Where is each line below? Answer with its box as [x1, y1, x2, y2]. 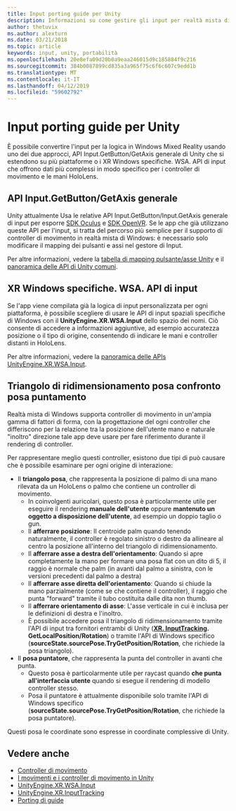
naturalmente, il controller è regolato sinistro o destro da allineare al [27, 534, 223, 542]
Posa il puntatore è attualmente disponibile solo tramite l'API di [27, 691, 209, 700]
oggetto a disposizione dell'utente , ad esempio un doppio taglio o [27, 511, 221, 521]
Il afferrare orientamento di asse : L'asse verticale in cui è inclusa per [27, 601, 229, 610]
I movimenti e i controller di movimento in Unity [17, 774, 155, 782]
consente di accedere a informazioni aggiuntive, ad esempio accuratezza [7, 324, 220, 332]
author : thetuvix [7, 23, 58, 30]
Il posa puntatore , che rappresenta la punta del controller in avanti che [17, 653, 223, 662]
